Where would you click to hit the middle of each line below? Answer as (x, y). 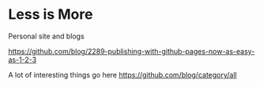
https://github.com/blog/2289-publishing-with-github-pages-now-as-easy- (131, 51)
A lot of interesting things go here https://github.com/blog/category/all (122, 74)
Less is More (51, 14)
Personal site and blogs (46, 36)
